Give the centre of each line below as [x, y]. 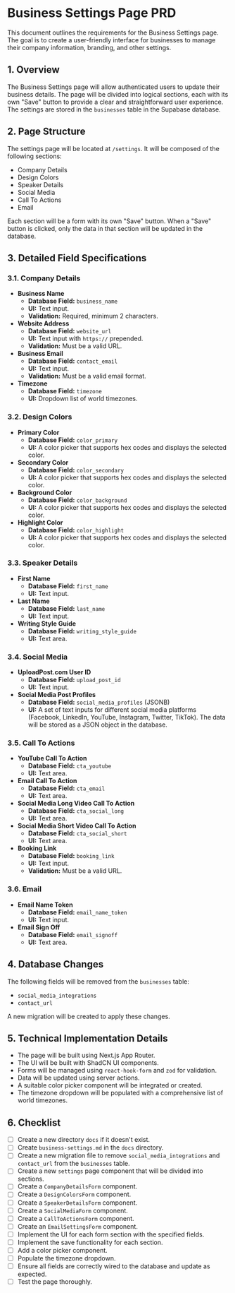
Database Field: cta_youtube [70, 766]
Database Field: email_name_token [77, 912]
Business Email [40, 354]
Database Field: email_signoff [73, 934]
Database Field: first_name [68, 586]
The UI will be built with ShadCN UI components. [88, 1063]
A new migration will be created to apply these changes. [89, 1016]
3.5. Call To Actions [41, 743]
